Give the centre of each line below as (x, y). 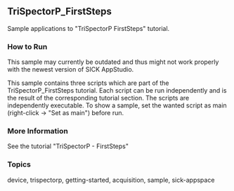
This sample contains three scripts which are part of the (88, 83)
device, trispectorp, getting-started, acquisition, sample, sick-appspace (111, 180)
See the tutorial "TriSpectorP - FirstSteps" (68, 146)
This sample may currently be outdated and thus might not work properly (113, 62)
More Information (38, 131)
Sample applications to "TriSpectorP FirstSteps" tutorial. (89, 28)
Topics (19, 164)
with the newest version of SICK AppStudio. (71, 70)
